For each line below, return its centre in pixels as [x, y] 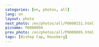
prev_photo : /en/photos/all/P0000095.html [49, 32]
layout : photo [20, 19]
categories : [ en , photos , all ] [37, 10]
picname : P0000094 [24, 28]
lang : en [14, 14]
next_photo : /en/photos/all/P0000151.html [49, 23]
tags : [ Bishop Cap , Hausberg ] [36, 37]
